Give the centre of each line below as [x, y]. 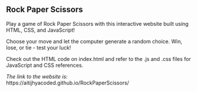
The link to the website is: [37, 76]
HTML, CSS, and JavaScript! [40, 30]
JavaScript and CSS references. [45, 65]
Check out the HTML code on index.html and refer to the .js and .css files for [98, 59]
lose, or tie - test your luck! [39, 47]
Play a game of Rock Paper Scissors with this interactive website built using [97, 23]
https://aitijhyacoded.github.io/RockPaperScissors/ [68, 83]
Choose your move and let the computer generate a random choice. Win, [94, 41]
